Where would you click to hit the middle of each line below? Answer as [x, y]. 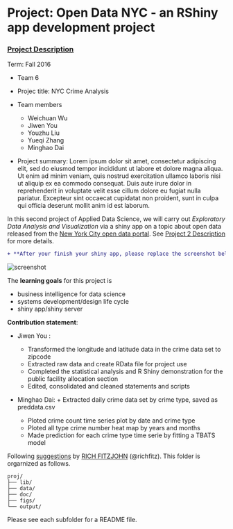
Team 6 [28, 78]
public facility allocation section [73, 379]
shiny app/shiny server [50, 309]
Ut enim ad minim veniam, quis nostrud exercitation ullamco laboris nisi [119, 176]
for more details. [31, 241]
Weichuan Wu [48, 118]
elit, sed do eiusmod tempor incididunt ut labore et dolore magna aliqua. [120, 169]
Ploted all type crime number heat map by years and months [114, 428]
